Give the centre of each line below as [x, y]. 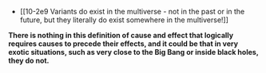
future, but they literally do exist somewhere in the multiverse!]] [124, 20]
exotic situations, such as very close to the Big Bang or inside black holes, [133, 52]
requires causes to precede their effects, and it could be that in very [123, 44]
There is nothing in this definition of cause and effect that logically [121, 35]
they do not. [29, 60]
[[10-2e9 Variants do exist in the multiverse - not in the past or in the [132, 12]
